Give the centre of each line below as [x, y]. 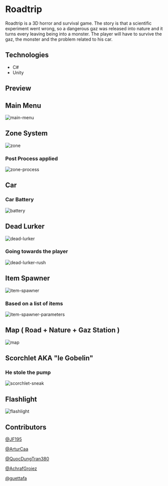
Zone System [26, 134]
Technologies [27, 55]
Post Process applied [32, 158]
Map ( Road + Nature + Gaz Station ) [62, 330]
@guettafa [16, 478]
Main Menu [23, 105]
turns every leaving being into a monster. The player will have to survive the [83, 34]
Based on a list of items [34, 303]
